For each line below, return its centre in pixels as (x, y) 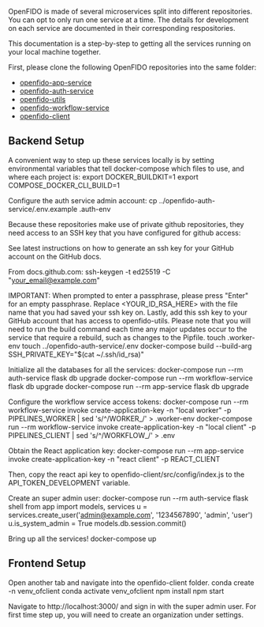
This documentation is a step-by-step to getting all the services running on (130, 43)
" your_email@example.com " (54, 280)
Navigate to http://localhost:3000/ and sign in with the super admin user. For (132, 606)
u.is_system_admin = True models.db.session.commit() (97, 523)
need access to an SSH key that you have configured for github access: (125, 232)
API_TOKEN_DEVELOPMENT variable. (69, 482)
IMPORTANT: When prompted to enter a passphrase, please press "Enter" (128, 295)
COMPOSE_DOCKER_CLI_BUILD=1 (64, 185)
